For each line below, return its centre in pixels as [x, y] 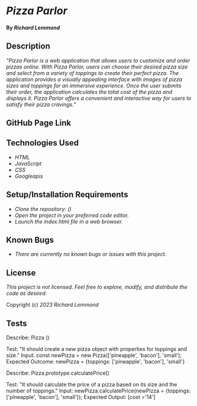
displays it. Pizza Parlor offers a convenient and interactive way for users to [99, 98]
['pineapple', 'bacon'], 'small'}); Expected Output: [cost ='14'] [81, 397]
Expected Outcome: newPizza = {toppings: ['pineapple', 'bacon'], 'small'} [96, 362]
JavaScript [28, 163]
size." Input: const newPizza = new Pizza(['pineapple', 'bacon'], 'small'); [94, 355]
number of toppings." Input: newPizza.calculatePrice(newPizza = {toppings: [98, 391]
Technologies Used [42, 143]
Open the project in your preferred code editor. [72, 215]
